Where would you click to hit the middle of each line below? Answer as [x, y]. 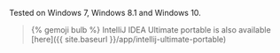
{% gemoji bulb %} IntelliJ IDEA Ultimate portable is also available [151, 30]
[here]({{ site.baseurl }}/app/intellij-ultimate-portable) [128, 39]
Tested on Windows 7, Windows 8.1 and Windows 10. [105, 13]
